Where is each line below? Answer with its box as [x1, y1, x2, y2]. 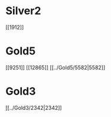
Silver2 [5, 4, 41, 18]
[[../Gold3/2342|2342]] [5, 104, 63, 111]
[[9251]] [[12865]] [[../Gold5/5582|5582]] [5, 64, 106, 71]
